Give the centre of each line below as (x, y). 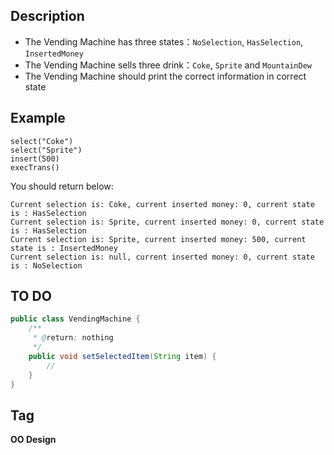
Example (38, 118)
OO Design (33, 440)
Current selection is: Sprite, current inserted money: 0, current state (167, 222)
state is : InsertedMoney (64, 248)
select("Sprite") (46, 150)
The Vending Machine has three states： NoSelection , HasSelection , (164, 41)
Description (47, 16)
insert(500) (35, 159)
